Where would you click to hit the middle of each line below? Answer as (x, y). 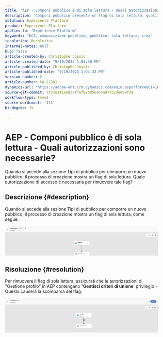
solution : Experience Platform (37, 20)
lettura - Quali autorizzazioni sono (75, 148)
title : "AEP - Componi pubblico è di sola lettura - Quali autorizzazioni (82, 10)
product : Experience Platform (36, 26)
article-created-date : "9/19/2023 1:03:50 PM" (53, 62)
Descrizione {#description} (47, 197)
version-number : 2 (24, 77)
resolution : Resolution (29, 41)
